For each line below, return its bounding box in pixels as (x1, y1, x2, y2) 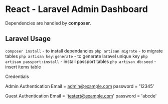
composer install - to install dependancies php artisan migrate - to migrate (5, 47, 163, 53)
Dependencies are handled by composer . (5, 20, 92, 26)
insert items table (5, 63, 41, 69)
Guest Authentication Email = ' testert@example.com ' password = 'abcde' (5, 92, 157, 98)
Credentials (5, 73, 29, 79)
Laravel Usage (5, 34, 51, 43)
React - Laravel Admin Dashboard (5, 3, 148, 15)
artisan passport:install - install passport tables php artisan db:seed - (5, 58, 156, 64)
